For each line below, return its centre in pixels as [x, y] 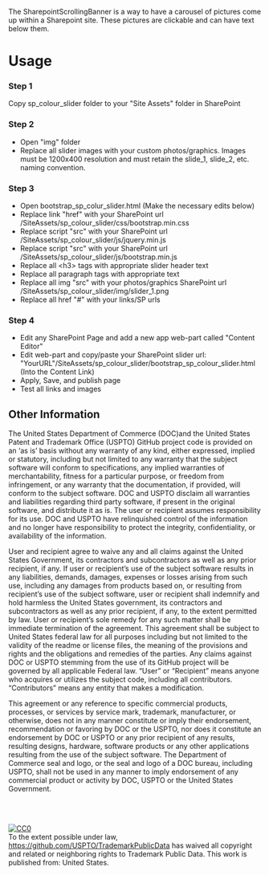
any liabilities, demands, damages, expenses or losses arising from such [128, 577]
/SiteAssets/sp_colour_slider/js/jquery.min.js [93, 240]
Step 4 [21, 320]
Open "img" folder [50, 142]
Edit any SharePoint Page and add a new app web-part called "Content [137, 338]
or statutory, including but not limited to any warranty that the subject [123, 459]
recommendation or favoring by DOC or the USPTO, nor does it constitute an [135, 729]
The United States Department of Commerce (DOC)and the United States [129, 433]
